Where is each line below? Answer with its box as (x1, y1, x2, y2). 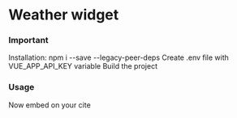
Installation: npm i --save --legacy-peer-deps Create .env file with (8, 53, 230, 62)
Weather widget (8, 6, 119, 24)
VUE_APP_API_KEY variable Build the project (8, 61, 158, 71)
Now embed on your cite (8, 99, 91, 110)
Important (8, 35, 49, 46)
